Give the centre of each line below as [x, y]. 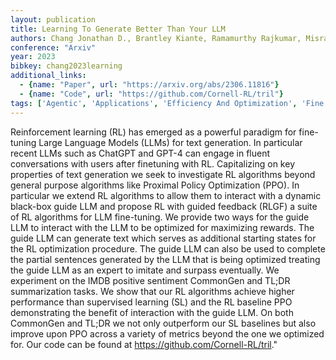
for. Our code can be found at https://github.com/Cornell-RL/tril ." [144, 344]
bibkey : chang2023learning [66, 66]
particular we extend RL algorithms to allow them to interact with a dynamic [166, 195]
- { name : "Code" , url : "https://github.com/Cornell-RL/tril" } [151, 94]
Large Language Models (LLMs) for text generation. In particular [170, 142]
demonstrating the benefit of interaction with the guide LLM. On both [152, 312]
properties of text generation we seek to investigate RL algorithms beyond [163, 174]
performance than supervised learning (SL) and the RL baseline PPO [151, 302]
